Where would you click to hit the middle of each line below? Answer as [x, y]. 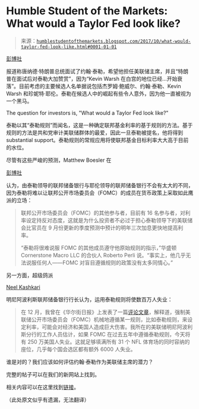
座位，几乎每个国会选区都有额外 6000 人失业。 [78, 349]
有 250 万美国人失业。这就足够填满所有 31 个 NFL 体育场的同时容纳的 [105, 342]
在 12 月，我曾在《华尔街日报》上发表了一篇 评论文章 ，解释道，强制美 [105, 312]
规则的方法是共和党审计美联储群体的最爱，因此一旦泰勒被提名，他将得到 [94, 133]
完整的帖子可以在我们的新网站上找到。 [53, 374]
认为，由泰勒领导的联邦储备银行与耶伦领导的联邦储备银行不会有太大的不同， [100, 185]
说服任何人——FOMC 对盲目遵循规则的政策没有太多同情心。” [99, 262]
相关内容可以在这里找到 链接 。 [42, 387]
